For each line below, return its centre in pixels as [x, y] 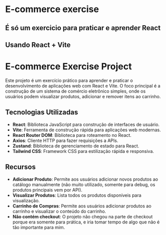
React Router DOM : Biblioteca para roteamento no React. [72, 135]
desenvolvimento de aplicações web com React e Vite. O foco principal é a [83, 86]
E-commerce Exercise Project [69, 67]
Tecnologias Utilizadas [42, 112]
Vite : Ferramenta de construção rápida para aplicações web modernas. [87, 130]
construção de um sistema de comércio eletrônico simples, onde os [75, 91]
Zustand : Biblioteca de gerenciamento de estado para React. [76, 146]
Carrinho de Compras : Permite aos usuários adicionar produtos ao [82, 206]
